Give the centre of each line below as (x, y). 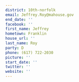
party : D (15, 48)
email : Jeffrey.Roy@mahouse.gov (39, 15)
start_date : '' (21, 62)
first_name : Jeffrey (27, 29)
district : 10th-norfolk (31, 10)
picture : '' (18, 57)
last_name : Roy (21, 43)
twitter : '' (18, 67)
